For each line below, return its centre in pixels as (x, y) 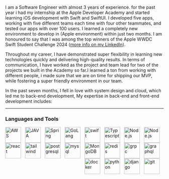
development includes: (29, 101)
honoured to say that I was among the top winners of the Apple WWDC (79, 39)
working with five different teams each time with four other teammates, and (83, 23)
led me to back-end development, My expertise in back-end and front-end (82, 96)
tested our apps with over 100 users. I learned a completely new (72, 29)
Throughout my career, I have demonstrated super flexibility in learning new (84, 54)
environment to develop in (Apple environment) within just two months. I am (84, 34)
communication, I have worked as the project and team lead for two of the (82, 65)
